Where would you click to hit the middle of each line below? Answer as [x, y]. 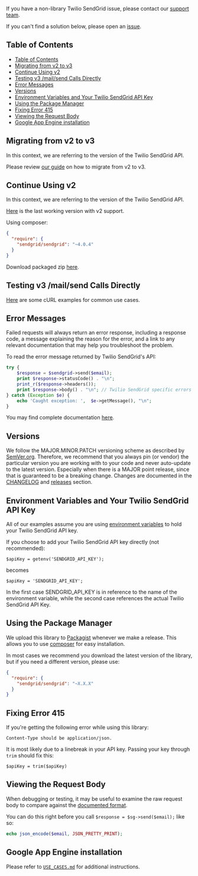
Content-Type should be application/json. [59, 738]
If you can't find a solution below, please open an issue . [74, 26]
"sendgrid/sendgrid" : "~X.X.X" [55, 684]
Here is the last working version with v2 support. [65, 211]
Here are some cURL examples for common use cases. [73, 300]
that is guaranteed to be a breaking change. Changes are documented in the [99, 476]
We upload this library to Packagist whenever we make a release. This [91, 638]
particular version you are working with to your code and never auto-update [98, 463]
